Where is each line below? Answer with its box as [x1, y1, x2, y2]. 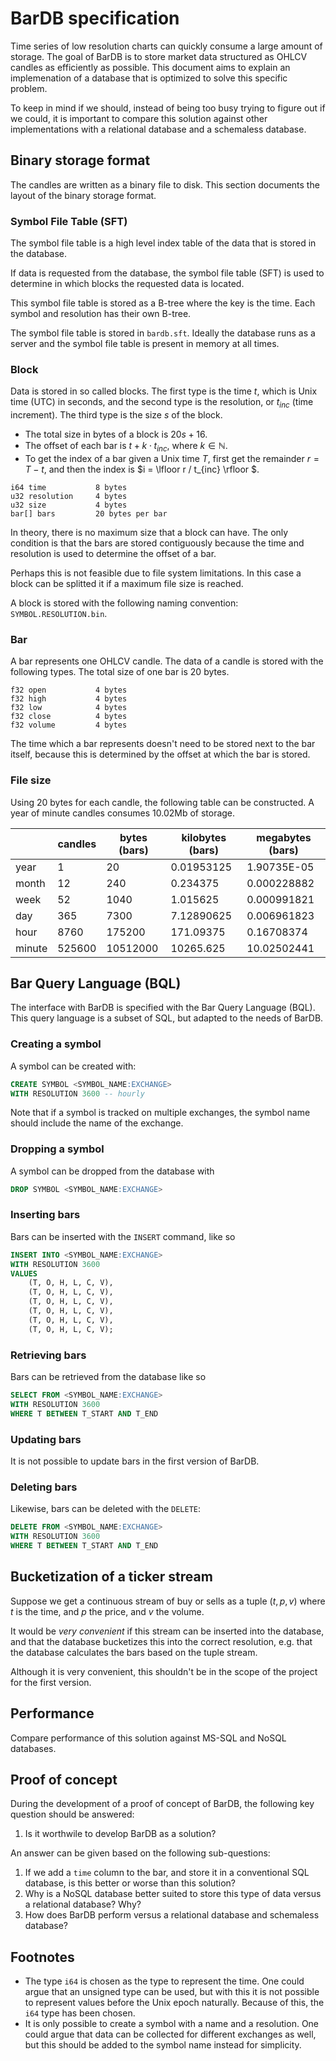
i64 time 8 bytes [10, 482, 128, 492]
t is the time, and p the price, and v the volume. [10, 1605, 205, 1617]
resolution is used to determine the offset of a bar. [10, 547, 217, 559]
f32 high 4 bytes [10, 694, 128, 704]
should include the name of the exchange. [10, 1117, 184, 1129]
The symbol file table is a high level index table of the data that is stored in [10, 237, 317, 249]
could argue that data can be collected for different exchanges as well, [24, 2028, 317, 2041]
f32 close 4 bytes [10, 712, 128, 722]
